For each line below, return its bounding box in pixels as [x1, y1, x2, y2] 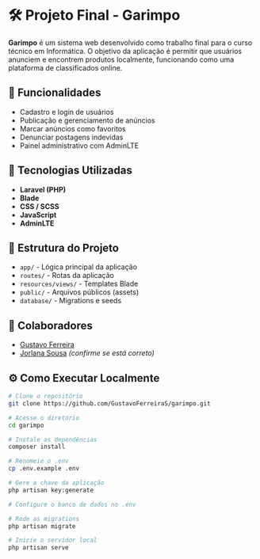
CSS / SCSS [19, 201, 59, 211]
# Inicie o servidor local [8, 536, 97, 545]
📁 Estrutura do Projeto [8, 241, 119, 254]
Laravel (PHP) [19, 184, 66, 194]
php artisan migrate [8, 522, 77, 530]
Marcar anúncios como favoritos [19, 124, 126, 133]
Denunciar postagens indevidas [19, 132, 124, 142]
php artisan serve [8, 544, 69, 552]
